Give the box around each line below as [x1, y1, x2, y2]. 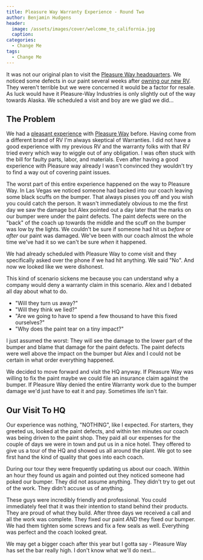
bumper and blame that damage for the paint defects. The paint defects [6, 343, 185, 351]
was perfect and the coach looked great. [6, 528, 108, 536]
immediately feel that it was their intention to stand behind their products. [6, 503, 188, 510]
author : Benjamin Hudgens [6, 15, 71, 21]
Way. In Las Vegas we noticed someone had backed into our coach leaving [6, 187, 193, 194]
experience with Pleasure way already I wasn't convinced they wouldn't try [6, 162, 193, 170]
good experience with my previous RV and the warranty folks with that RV [6, 143, 190, 150]
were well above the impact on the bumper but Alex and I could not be [6, 350, 181, 357]
